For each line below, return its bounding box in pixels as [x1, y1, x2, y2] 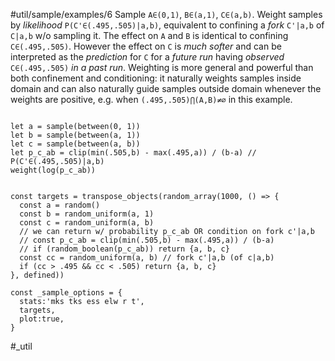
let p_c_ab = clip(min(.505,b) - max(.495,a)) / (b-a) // [10, 148, 257, 158]
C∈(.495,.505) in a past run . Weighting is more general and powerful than [10, 62, 314, 73]
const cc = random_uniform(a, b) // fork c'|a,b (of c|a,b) [19, 253, 275, 263]
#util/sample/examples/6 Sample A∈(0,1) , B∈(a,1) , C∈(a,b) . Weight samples [10, 9, 323, 20]
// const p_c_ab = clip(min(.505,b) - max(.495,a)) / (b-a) [19, 235, 275, 245]
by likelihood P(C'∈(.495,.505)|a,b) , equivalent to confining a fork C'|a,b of [10, 19, 325, 31]
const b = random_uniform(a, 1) [19, 209, 155, 219]
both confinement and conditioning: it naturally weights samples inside [10, 72, 302, 84]
